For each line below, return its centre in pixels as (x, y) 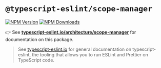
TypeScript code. (36, 60)
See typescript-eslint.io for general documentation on (75, 49)
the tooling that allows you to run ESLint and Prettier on (90, 54)
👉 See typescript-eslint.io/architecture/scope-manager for (71, 32)
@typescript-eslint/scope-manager (79, 9)
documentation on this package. (39, 39)
